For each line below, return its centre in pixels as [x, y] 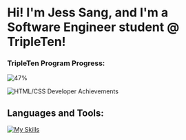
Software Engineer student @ [93, 27]
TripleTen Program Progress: [56, 63]
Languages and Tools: [56, 113]
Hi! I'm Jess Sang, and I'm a [88, 13]
